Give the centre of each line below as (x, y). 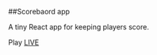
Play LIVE (24, 42)
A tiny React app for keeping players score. (78, 27)
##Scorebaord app (39, 12)
